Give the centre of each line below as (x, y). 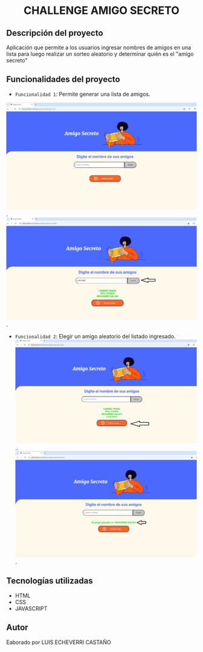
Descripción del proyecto (55, 33)
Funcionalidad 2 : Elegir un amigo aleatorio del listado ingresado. (95, 337)
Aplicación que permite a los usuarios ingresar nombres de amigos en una (99, 47)
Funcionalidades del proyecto (63, 79)
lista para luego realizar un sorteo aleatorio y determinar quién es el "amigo (100, 54)
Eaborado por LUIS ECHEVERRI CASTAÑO (59, 642)
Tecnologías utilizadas (50, 581)
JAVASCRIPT (31, 608)
